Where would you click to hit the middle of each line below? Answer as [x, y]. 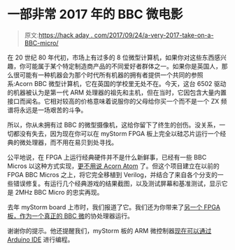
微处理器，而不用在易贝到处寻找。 [68, 142]
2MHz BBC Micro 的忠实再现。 [59, 192]
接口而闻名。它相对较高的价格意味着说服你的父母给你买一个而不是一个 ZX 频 [117, 101]
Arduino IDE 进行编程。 [41, 239]
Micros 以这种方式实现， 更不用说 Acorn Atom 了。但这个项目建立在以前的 [113, 166]
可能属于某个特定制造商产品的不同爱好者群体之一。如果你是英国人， [123, 66]
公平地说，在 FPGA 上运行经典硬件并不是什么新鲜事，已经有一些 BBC [107, 157]
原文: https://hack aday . [58, 35]
